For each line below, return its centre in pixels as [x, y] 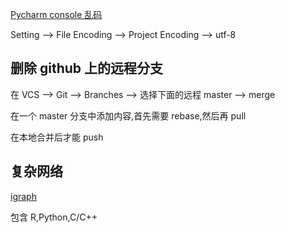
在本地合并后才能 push [57, 137]
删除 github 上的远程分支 [87, 68]
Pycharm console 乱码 [56, 14]
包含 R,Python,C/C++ [54, 217]
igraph [23, 196]
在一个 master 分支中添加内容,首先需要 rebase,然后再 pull [128, 115]
